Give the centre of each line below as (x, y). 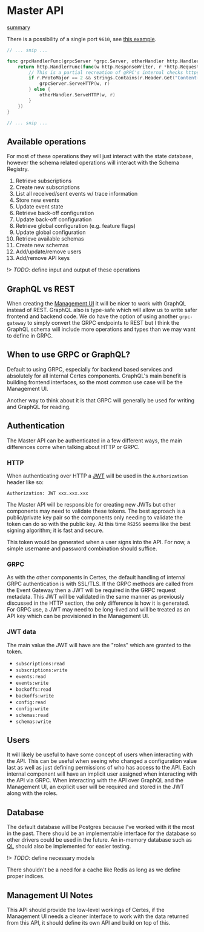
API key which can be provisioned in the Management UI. (78, 616)
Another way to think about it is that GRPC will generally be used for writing (101, 400)
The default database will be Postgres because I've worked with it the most (101, 827)
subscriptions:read (40, 664)
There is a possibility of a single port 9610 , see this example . (82, 39)
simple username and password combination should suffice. (82, 548)
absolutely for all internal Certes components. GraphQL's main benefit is (97, 376)
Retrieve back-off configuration (55, 213)
